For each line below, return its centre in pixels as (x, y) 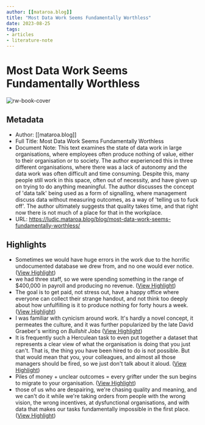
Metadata (25, 120)
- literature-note (30, 40)
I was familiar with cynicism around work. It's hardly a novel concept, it (104, 318)
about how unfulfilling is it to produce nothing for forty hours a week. (102, 305)
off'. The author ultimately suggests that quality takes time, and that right (106, 206)
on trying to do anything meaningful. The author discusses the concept (104, 187)
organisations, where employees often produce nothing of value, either (104, 154)
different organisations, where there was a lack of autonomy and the (101, 167)
